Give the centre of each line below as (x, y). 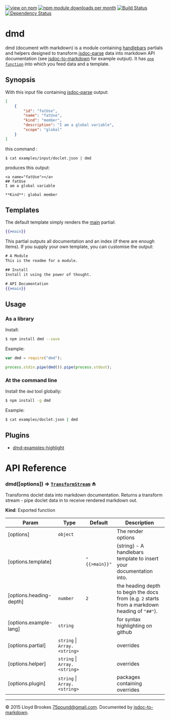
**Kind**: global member (31, 195)
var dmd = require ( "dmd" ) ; (34, 358)
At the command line (31, 380)
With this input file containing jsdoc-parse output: (57, 92)
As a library (20, 319)
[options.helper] (27, 664)
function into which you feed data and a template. (57, 64)
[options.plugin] (27, 683)
